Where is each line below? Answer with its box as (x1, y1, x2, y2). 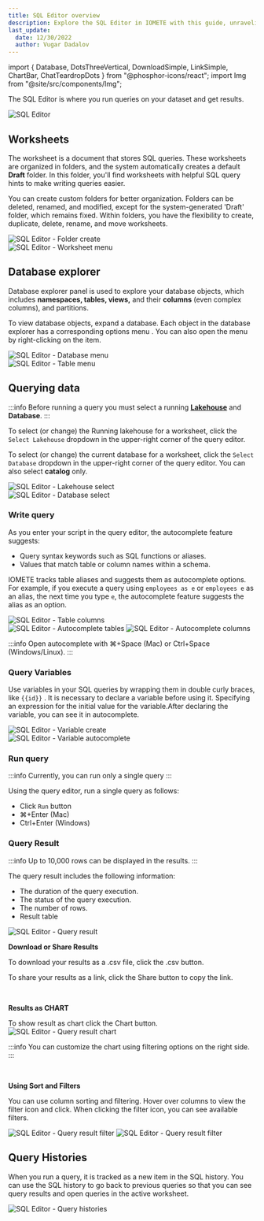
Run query (8, 753, 49, 764)
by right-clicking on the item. (8, 335, 102, 344)
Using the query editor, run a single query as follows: (8, 786, 179, 796)
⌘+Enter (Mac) (19, 810, 70, 819)
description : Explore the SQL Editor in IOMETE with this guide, (8, 19, 226, 27)
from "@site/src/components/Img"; (8, 80, 123, 89)
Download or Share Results (8, 942, 99, 952)
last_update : (8, 26, 51, 34)
